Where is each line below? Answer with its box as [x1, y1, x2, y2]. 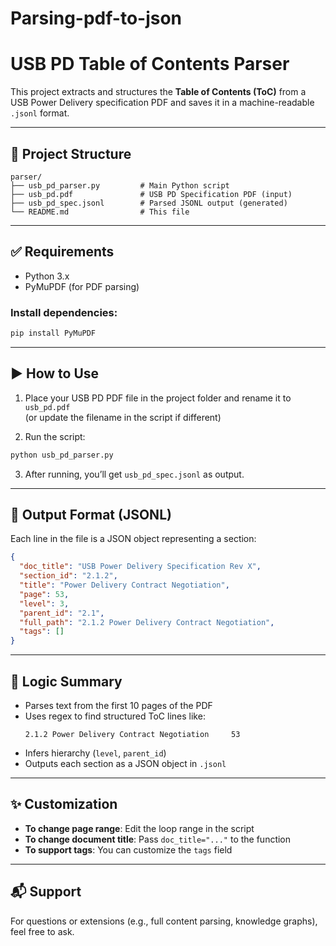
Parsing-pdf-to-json [10, 7, 183, 30]
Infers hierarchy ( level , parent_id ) [24, 747, 167, 759]
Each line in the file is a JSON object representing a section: [10, 533, 257, 545]
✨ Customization [10, 796, 118, 813]
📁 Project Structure [10, 145, 132, 162]
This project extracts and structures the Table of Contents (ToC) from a [10, 86, 307, 98]
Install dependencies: [10, 305, 118, 319]
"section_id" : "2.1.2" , [19, 571, 118, 581]
